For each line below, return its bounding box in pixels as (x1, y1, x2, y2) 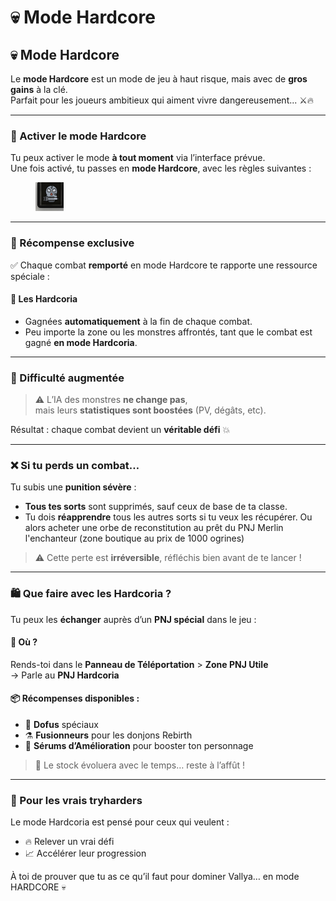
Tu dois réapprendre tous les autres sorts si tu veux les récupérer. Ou (24, 511, 313, 523)
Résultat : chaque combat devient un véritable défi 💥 (10, 424, 231, 436)
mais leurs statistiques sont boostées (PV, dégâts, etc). (34, 404, 267, 416)
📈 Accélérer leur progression (24, 847, 147, 860)
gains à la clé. (10, 84, 68, 95)
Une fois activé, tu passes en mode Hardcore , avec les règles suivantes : (10, 162, 312, 175)
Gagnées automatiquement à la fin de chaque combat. (24, 315, 253, 327)
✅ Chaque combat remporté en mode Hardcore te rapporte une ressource (10, 259, 318, 271)
